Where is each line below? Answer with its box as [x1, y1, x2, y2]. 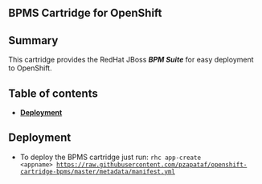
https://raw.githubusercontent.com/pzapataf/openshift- [55, 160, 248, 169]
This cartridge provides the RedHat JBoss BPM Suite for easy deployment [8, 55, 255, 65]
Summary [8, 34, 59, 47]
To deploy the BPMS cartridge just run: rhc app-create [19, 152, 202, 162]
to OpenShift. [8, 63, 52, 73]
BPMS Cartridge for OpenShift [8, 6, 162, 20]
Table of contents [8, 86, 98, 100]
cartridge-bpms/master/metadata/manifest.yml [19, 167, 175, 175]
